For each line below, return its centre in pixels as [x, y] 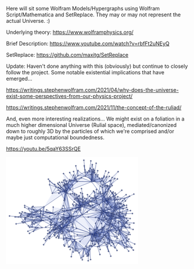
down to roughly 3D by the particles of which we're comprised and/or [90, 131]
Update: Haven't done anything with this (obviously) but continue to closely [97, 66]
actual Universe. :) [28, 21]
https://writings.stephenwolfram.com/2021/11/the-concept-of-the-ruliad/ [94, 107]
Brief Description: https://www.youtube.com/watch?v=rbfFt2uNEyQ [88, 44]
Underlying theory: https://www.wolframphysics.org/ [70, 32]
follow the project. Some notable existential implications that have [85, 72]
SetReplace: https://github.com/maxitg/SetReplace [67, 55]
